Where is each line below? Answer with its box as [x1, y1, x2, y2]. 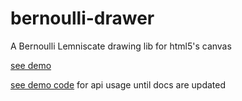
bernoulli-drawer [10, 7, 155, 30]
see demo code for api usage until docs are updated [10, 78, 226, 91]
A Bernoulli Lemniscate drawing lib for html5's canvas [10, 40, 232, 52]
